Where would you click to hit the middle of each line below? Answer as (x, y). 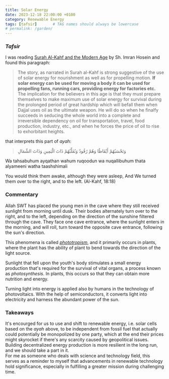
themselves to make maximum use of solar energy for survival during (90, 100)
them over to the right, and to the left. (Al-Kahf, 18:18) (61, 181)
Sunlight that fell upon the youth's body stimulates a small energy (73, 263)
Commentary (22, 195)
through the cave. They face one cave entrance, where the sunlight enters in (85, 222)
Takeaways (19, 312)
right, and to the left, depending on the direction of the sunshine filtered (80, 216)
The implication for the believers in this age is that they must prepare (89, 94)
